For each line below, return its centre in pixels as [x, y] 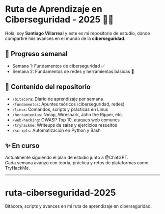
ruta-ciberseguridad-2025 [61, 193]
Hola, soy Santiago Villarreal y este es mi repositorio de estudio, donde [78, 33]
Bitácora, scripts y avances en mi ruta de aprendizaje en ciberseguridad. [79, 206]
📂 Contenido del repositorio [48, 87]
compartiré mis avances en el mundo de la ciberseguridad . [65, 38]
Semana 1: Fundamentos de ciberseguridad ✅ [58, 66]
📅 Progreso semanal [36, 54]
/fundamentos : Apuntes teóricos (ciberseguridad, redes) [68, 104]
